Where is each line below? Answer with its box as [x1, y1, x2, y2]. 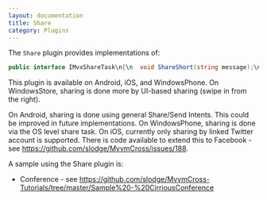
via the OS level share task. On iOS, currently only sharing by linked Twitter [8, 127, 253, 137]
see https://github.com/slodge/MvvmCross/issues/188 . [8, 144, 189, 153]
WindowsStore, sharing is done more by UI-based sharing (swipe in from [8, 87, 247, 96]
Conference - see [19, 175, 78, 184]
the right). [8, 94, 41, 104]
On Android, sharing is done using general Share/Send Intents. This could [8, 110, 250, 120]
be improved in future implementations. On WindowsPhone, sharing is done [8, 118, 256, 128]
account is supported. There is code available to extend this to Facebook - [8, 136, 252, 145]
